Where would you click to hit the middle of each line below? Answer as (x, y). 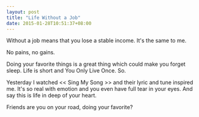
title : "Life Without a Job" (43, 18)
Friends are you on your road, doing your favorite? (70, 107)
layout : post (23, 12)
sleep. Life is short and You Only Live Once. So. (66, 71)
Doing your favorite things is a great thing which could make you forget (96, 64)
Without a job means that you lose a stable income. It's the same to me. (96, 41)
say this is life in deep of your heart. (51, 96)
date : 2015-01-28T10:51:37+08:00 (49, 23)
